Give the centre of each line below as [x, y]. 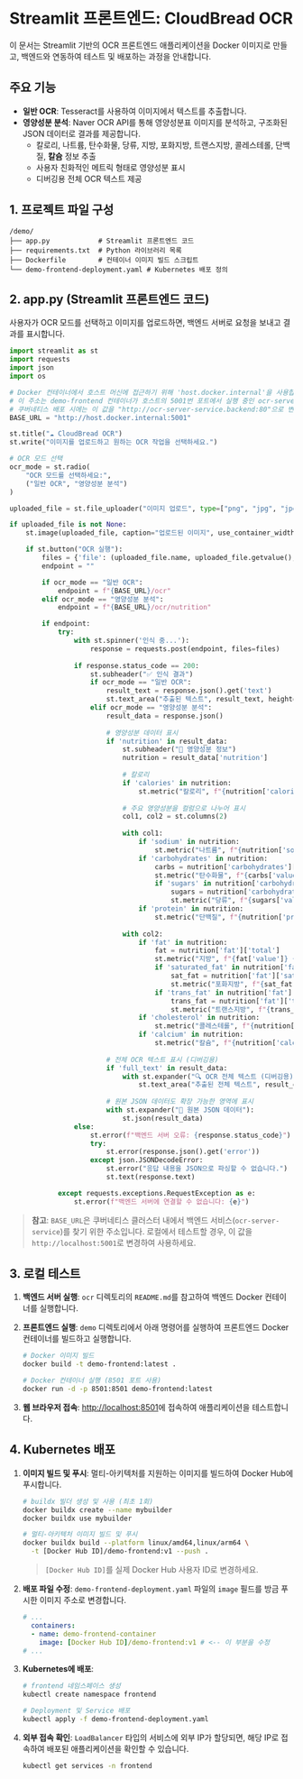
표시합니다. [46, 334]
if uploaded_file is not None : [68, 525]
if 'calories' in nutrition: [177, 783]
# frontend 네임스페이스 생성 [72, 1686]
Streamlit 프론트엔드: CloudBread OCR [151, 18]
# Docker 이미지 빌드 [58, 1356]
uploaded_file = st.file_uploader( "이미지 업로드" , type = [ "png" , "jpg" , [143, 509]
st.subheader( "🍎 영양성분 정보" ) [179, 749]
